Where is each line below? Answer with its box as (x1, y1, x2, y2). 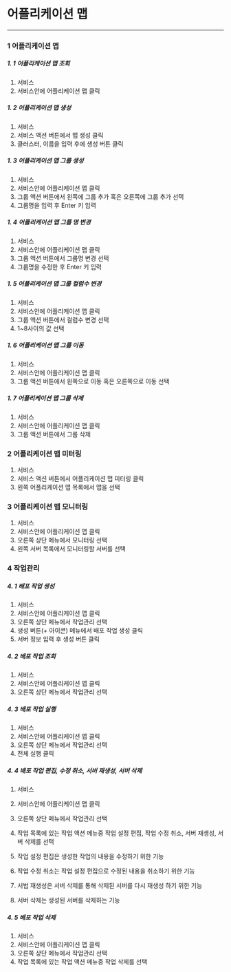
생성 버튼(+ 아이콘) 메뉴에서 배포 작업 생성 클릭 (16, 626, 143, 635)
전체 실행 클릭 (16, 750, 54, 758)
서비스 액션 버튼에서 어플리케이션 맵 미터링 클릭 (16, 474, 144, 483)
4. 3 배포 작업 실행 (7, 705, 56, 713)
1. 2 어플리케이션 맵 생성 (7, 104, 71, 112)
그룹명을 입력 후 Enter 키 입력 (16, 201, 96, 209)
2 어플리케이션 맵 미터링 (7, 449, 82, 458)
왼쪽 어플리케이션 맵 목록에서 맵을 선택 (16, 483, 120, 491)
